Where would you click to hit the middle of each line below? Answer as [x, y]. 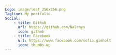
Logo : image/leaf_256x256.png [36, 9]
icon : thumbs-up [34, 45]
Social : [13, 18]
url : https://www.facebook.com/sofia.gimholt [64, 41]
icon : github [31, 32]
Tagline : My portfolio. [29, 14]
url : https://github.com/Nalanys [51, 27]
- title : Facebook [32, 36]
